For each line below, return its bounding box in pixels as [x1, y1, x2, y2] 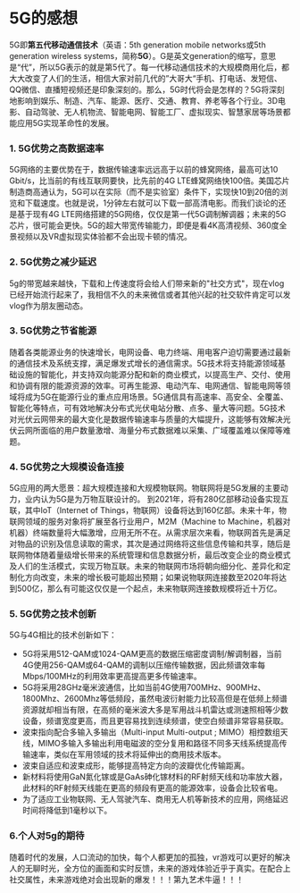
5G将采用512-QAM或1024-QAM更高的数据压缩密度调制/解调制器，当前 [21, 649, 282, 660]
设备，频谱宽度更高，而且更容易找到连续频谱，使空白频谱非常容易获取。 [21, 716, 288, 727]
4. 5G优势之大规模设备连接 [9, 460, 125, 473]
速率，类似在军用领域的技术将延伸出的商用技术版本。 [29, 749, 226, 760]
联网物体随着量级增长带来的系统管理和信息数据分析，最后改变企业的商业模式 [9, 550, 291, 560]
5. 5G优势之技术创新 [9, 608, 96, 620]
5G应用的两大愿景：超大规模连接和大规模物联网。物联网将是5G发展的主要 [9, 483, 281, 493]
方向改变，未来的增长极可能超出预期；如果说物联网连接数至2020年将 [24, 572, 279, 583]
